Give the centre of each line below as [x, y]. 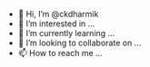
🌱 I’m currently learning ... [66, 33]
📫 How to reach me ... [60, 53]
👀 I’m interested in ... [56, 24]
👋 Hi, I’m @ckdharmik [58, 14]
